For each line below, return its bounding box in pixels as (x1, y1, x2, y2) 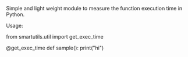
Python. (6, 11, 25, 18)
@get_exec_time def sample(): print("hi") (6, 44, 104, 51)
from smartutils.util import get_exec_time (6, 33, 104, 40)
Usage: (6, 22, 23, 29)
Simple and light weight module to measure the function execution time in (6, 5, 183, 12)
